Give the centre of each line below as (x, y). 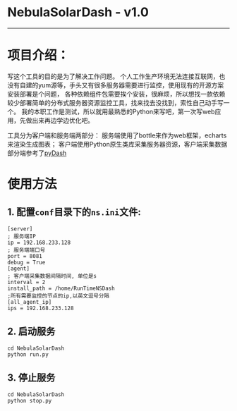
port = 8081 (25, 256)
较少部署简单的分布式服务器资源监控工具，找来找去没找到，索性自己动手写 (115, 102)
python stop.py (30, 400)
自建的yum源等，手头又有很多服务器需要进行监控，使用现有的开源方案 (122, 85)
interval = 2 (26, 282)
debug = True (26, 262)
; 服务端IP (22, 236)
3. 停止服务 (31, 378)
